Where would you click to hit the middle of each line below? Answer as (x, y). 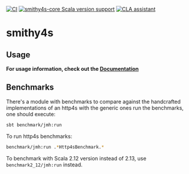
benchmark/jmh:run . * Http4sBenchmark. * (55, 147)
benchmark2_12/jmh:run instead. (44, 165)
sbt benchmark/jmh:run (34, 125)
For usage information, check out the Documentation (72, 69)
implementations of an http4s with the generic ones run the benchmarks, (95, 108)
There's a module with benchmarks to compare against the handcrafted (94, 101)
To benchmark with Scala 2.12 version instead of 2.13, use (76, 158)
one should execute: (31, 114)
